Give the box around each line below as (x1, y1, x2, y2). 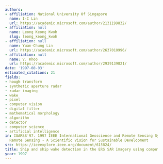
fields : (5, 75, 21, 80)
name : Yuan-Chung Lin (9, 43, 53, 48)
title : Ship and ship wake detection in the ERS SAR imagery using (5, 147, 145, 152)
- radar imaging (5, 88, 38, 93)
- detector (5, 120, 27, 125)
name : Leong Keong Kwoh (9, 30, 57, 34)
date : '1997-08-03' (5, 66, 45, 71)
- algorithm (5, 115, 29, 120)
